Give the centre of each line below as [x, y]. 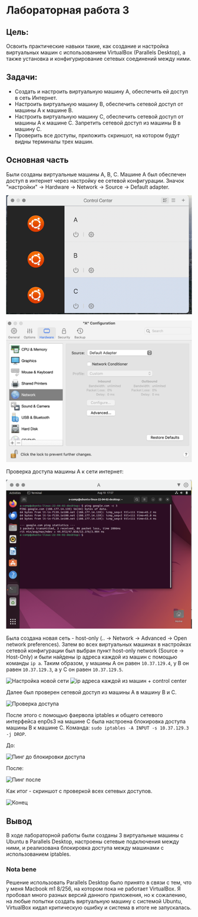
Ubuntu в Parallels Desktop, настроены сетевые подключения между [93, 842]
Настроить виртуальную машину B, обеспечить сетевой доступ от [99, 104]
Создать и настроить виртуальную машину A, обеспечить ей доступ [101, 91]
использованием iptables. [39, 854]
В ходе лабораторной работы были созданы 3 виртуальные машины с [95, 836]
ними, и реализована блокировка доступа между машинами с [85, 848]
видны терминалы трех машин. [54, 142]
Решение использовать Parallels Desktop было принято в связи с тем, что [99, 882]
